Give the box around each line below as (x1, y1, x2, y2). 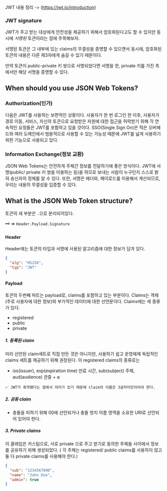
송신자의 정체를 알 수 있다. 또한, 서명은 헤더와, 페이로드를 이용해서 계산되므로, (10, 175, 161, 181)
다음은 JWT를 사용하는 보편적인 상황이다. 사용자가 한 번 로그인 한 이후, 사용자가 (5, 112, 160, 118)
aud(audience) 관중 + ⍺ (12, 374, 60, 380)
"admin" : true (9, 477, 39, 482)
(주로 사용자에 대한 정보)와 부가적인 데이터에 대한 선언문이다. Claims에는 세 (5, 299, 151, 304)
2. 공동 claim (5, 396, 31, 402)
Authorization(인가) (5, 99, 53, 106)
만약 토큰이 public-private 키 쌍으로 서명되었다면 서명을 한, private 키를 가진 (5, 63, 155, 69)
